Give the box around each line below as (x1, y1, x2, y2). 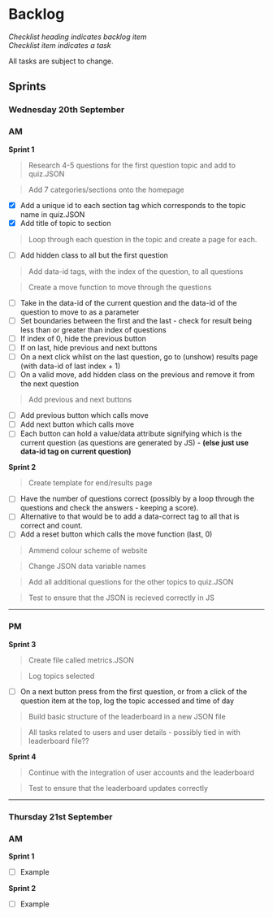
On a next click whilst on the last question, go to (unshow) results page (19, 351, 258, 362)
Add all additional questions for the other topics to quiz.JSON (28, 577, 234, 587)
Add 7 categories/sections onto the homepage (28, 185, 184, 194)
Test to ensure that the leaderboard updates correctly (28, 783, 209, 793)
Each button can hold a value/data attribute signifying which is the (19, 428, 242, 439)
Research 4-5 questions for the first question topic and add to (28, 160, 236, 170)
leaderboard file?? (28, 736, 89, 745)
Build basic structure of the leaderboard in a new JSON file (28, 711, 226, 721)
